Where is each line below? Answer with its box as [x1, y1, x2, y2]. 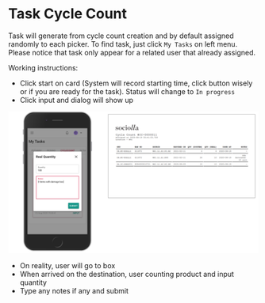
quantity [19, 278, 48, 287]
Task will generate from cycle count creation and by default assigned [8, 31, 234, 40]
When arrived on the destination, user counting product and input [19, 270, 234, 279]
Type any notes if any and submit [19, 286, 129, 296]
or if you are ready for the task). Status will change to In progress [19, 86, 236, 96]
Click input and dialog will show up [19, 95, 133, 104]
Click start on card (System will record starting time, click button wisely [19, 78, 253, 88]
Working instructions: [8, 62, 79, 72]
